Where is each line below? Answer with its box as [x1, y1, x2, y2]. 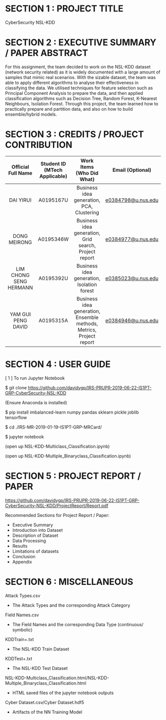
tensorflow [5, 414, 27, 420]
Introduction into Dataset [12, 527, 63, 533]
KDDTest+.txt [5, 655, 33, 661]
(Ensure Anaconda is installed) [5, 399, 68, 405]
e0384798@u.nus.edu [105, 197, 159, 204]
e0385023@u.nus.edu [105, 275, 159, 282]
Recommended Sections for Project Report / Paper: [5, 512, 110, 518]
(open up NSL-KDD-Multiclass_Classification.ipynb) [5, 443, 110, 449]
